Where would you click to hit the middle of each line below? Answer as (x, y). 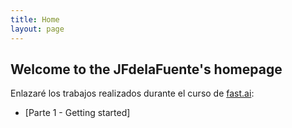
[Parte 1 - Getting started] (77, 113)
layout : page (37, 29)
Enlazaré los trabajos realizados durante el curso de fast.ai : (132, 93)
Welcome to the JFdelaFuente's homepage (146, 69)
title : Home (35, 19)
